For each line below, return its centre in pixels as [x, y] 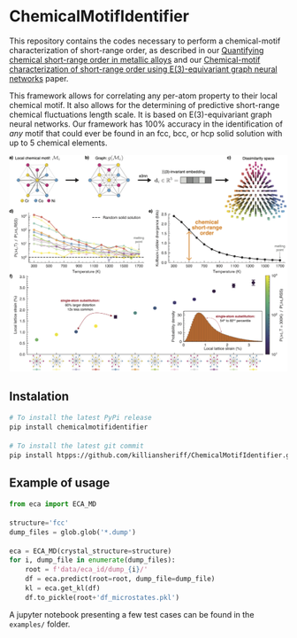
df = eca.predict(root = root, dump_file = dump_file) [120, 579]
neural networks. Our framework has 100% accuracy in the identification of [146, 124]
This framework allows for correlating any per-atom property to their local [144, 96]
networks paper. [39, 78]
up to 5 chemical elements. [58, 143]
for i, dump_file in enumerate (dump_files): [92, 560]
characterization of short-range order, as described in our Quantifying [137, 50]
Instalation [39, 396]
